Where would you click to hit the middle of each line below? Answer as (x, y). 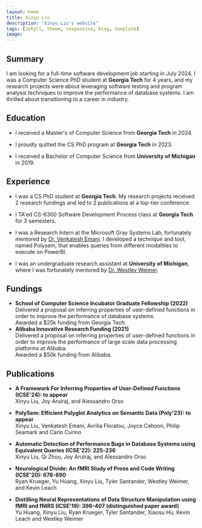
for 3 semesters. (35, 221)
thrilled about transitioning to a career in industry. (68, 99)
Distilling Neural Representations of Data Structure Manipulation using (106, 500)
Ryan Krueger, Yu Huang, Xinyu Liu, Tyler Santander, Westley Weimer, (102, 481)
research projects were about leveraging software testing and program (94, 86)
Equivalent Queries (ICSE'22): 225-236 (65, 451)
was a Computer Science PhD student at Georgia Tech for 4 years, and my (99, 80)
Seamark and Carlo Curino (48, 432)
